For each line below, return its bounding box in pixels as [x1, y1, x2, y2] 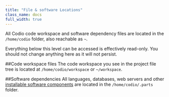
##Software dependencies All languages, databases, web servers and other [5, 76, 164, 82]
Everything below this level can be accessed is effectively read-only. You [5, 46, 158, 52]
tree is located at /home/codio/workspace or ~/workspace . [5, 66, 123, 72]
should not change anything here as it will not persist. [5, 51, 117, 57]
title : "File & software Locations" [5, 7, 83, 13]
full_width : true [5, 17, 42, 22]
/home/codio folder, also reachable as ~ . [5, 36, 88, 42]
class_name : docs [5, 12, 42, 17]
